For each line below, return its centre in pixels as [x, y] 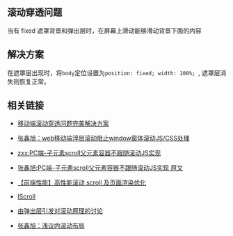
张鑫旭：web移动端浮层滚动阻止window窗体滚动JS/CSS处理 [103, 139]
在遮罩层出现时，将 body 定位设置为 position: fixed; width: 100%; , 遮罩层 [114, 72]
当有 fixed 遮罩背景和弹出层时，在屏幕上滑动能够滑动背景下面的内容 [104, 31]
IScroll [26, 196]
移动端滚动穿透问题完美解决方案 [63, 123]
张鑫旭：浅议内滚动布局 [51, 226]
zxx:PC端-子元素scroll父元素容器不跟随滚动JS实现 [89, 153]
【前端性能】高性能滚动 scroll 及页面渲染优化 [82, 182]
